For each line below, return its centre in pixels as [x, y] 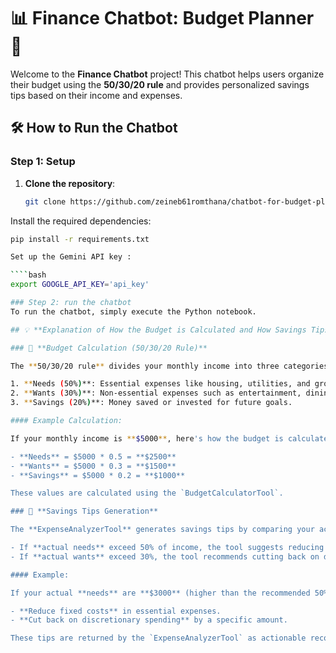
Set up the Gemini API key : [71, 257]
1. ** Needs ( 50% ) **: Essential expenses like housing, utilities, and [160, 384]
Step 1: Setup [43, 162]
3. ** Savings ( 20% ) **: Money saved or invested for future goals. [151, 403]
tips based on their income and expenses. [96, 95]
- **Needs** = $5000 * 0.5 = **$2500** [93, 456]
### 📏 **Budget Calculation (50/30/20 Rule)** [109, 348]
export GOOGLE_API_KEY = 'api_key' [80, 285]
